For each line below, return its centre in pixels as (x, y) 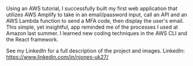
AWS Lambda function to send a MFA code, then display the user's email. (95, 21)
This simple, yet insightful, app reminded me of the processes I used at (92, 27)
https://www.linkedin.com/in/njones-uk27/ (57, 57)
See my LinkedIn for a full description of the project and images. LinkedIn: (96, 51)
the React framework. (32, 39)
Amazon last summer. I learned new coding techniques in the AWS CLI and (96, 33)
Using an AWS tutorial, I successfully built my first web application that (92, 8)
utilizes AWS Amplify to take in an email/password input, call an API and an (96, 15)
